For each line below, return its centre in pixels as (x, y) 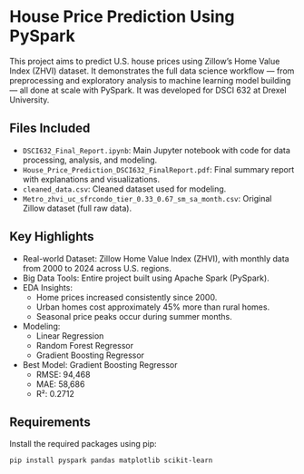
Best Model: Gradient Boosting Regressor (100, 364)
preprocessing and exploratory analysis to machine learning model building (150, 80)
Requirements (50, 422)
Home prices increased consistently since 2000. (127, 297)
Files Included (50, 128)
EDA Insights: (47, 287)
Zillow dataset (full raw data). (77, 208)
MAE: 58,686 (60, 384)
